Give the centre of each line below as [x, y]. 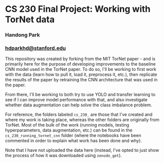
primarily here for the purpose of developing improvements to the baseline [81, 64]
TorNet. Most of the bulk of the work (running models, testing [67, 125]
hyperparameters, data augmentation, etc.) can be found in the [69, 130]
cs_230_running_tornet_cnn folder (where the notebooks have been [73, 135]
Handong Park [23, 35]
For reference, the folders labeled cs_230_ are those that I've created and [79, 115]
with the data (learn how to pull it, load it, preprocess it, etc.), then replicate [81, 74]
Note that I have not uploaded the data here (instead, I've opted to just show [82, 150]
